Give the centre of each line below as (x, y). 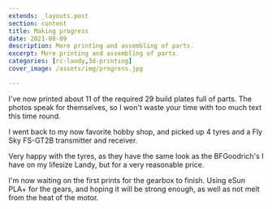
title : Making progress (49, 31)
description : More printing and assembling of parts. (101, 46)
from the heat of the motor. (54, 197)
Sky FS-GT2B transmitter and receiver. (73, 140)
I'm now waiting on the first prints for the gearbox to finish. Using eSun (127, 180)
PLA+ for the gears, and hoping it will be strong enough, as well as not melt (134, 189)
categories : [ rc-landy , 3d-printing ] (70, 62)
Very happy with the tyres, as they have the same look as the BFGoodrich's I (136, 156)
